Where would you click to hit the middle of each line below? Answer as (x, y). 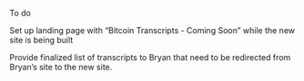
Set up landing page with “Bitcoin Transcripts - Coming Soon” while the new (152, 30)
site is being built (41, 40)
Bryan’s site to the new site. (61, 67)
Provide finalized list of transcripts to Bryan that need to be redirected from (150, 57)
